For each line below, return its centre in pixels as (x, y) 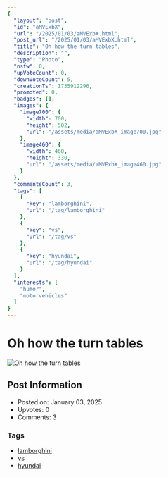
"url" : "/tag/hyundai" (59, 263)
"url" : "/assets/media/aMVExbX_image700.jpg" (93, 132)
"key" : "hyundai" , (53, 256)
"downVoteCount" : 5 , (44, 79)
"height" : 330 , (48, 158)
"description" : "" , (42, 54)
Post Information (45, 385)
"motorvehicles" (44, 296)
